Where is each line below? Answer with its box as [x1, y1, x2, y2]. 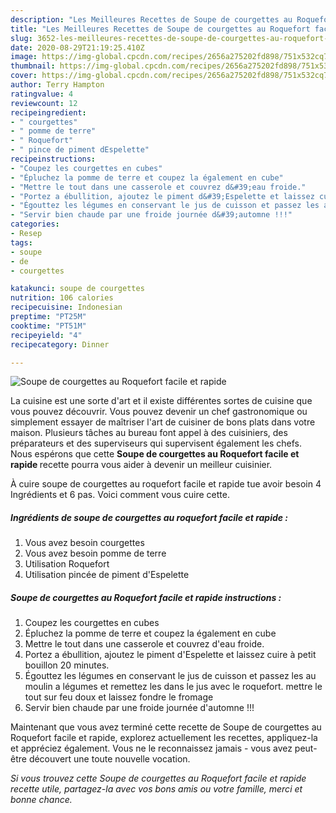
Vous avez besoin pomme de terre [24, 547, 167, 560]
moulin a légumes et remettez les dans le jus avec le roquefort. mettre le [24, 681, 323, 693]
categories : [10, 219, 60, 230]
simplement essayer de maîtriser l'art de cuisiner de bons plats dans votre [10, 416, 316, 428]
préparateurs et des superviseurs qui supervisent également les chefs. [10, 437, 302, 450]
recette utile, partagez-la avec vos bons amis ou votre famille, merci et [10, 783, 303, 795]
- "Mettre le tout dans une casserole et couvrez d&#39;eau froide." [10, 182, 307, 192]
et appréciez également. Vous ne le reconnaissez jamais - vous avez [10, 742, 293, 755]
